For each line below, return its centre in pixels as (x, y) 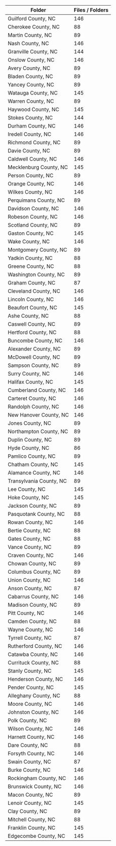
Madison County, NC (32, 605)
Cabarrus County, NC (33, 597)
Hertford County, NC (32, 332)
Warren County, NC (31, 101)
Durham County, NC (32, 126)
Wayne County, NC (30, 630)
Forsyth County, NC (31, 753)
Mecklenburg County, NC (38, 167)
